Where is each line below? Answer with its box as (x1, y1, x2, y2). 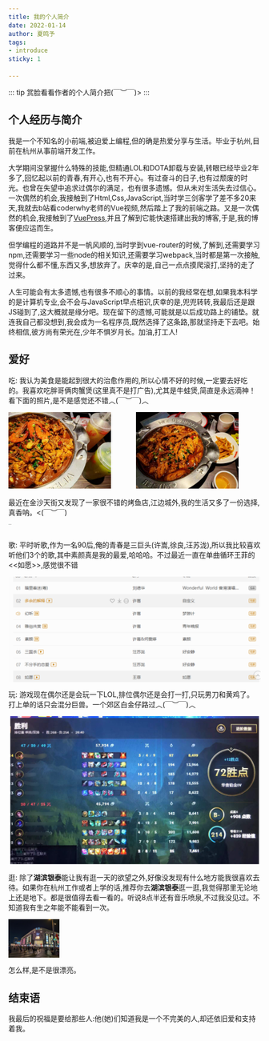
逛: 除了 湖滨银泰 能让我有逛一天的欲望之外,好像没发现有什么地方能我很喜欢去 (8, 873, 260, 883)
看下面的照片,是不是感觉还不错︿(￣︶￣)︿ (8, 395, 150, 405)
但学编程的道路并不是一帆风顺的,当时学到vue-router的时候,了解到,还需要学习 (8, 240, 260, 250)
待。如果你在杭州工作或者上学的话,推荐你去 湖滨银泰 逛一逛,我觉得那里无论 (8, 883, 251, 892)
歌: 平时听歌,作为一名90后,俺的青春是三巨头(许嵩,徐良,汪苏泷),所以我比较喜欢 (8, 540, 261, 550)
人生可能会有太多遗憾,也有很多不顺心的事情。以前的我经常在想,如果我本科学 (8, 286, 259, 296)
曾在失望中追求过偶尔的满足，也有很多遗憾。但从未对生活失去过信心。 (29, 182, 261, 192)
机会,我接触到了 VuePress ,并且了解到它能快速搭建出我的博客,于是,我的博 (22, 213, 259, 222)
